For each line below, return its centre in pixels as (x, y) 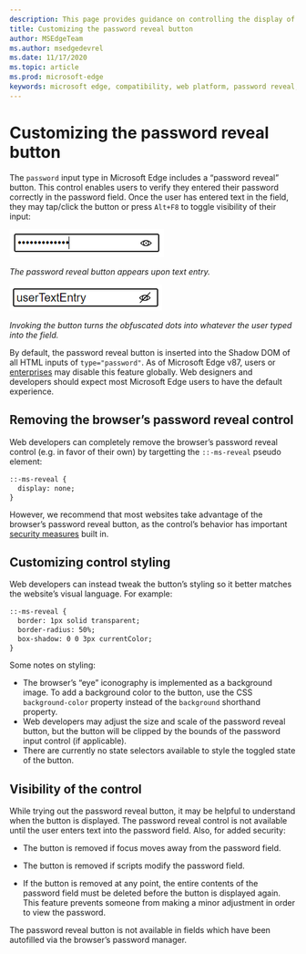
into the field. (34, 335)
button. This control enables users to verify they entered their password (144, 187)
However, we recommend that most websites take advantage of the (136, 514)
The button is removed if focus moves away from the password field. (152, 848)
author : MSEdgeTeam (46, 38)
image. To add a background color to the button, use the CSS (138, 692)
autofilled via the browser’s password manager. (98, 940)
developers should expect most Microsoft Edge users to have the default (146, 381)
